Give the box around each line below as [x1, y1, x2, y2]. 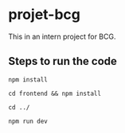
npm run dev [8, 117, 48, 125]
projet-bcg [8, 6, 81, 24]
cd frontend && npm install [8, 89, 102, 97]
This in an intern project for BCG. [8, 32, 116, 41]
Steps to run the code [8, 55, 118, 68]
